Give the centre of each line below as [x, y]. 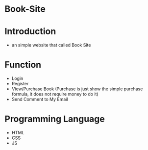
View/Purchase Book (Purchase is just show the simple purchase [77, 89]
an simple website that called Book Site [51, 45]
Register [20, 84]
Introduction [30, 32]
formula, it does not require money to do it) [55, 94]
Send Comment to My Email [40, 100]
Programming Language [55, 119]
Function [23, 65]
